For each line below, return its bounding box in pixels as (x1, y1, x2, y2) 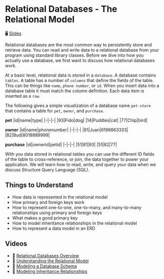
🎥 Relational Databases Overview (12, 252, 79, 258)
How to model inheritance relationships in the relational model (12, 220, 137, 226)
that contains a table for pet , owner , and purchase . (5, 108, 104, 113)
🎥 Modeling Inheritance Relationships (12, 268, 88, 274)
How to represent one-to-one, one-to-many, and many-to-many (12, 204, 142, 210)
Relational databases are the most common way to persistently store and (5, 42, 152, 48)
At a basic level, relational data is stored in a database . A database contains (5, 72, 156, 78)
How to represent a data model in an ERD (12, 225, 95, 231)
